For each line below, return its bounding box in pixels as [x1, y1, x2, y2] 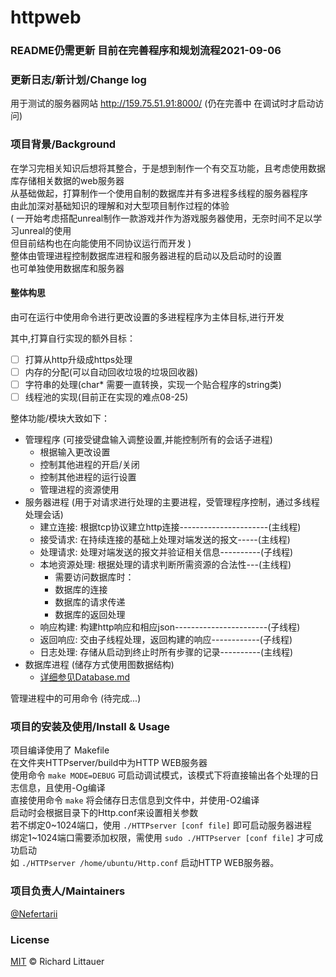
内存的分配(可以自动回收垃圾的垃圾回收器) [24, 366, 198, 378]
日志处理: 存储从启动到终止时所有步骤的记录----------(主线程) [39, 646, 294, 658]
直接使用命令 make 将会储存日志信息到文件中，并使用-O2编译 [10, 794, 260, 806]
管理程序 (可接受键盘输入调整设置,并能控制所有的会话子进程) [24, 434, 273, 446]
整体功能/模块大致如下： [10, 412, 111, 425]
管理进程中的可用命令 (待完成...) [10, 692, 142, 705]
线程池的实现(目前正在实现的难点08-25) [24, 391, 189, 403]
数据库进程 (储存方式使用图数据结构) [24, 659, 175, 671]
